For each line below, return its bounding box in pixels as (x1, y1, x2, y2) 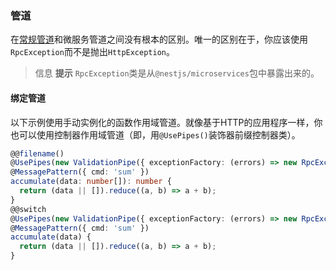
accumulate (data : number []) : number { (10, 177, 172, 187)
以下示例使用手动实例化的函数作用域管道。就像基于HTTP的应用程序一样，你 (10, 116, 323, 128)
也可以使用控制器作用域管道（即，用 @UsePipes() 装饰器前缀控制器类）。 (10, 128, 301, 141)
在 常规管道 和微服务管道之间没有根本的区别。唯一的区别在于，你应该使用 (10, 33, 308, 46)
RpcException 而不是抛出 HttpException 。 (10, 46, 175, 58)
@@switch (10, 204, 47, 214)
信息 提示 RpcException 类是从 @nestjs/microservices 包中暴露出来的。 (34, 67, 320, 79)
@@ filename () (10, 148, 65, 159)
